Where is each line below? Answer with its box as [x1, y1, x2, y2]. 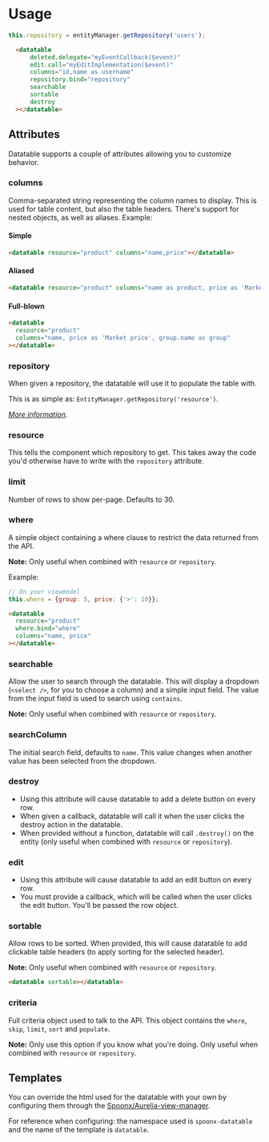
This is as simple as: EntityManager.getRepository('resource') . [8, 393, 219, 403]
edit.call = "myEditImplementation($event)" [29, 61, 174, 69]
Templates [8, 1071, 62, 1085]
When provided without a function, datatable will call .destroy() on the [19, 828, 255, 837]
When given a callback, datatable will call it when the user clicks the [19, 811, 245, 821]
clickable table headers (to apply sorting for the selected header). [8, 947, 226, 957]
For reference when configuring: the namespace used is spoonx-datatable [8, 1116, 254, 1126]
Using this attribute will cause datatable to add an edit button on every [19, 875, 252, 885]
